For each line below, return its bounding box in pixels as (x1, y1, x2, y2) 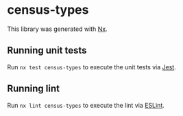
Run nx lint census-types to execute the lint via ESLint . (7, 101, 164, 109)
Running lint (7, 83, 60, 95)
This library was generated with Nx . (7, 25, 108, 33)
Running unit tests (7, 45, 87, 56)
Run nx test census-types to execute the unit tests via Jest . (7, 62, 176, 71)
